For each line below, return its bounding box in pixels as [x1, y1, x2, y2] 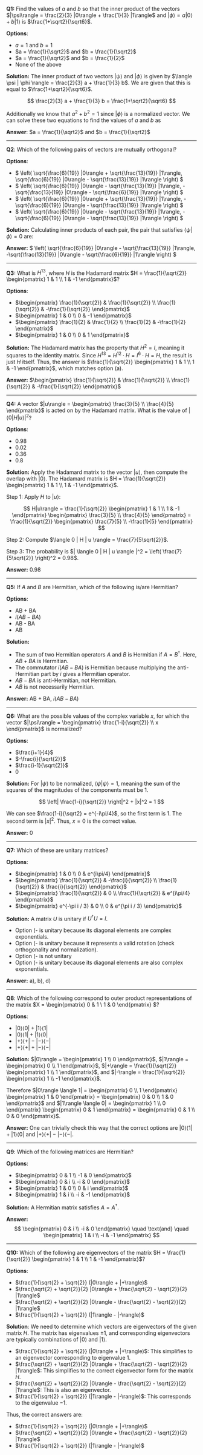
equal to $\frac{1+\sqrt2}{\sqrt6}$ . [6, 86, 92, 93]
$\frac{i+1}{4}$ [14, 749, 54, 756]
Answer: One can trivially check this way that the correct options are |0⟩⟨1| [6, 1124, 193, 1132]
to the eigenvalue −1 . [14, 1399, 68, 1406]
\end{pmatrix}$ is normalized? [6, 725, 82, 732]
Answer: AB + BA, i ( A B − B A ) [6, 695, 79, 702]
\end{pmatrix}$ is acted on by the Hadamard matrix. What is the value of [6, 407, 187, 414]
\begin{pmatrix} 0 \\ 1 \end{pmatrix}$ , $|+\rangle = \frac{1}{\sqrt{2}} [6, 1062, 177, 1070]
